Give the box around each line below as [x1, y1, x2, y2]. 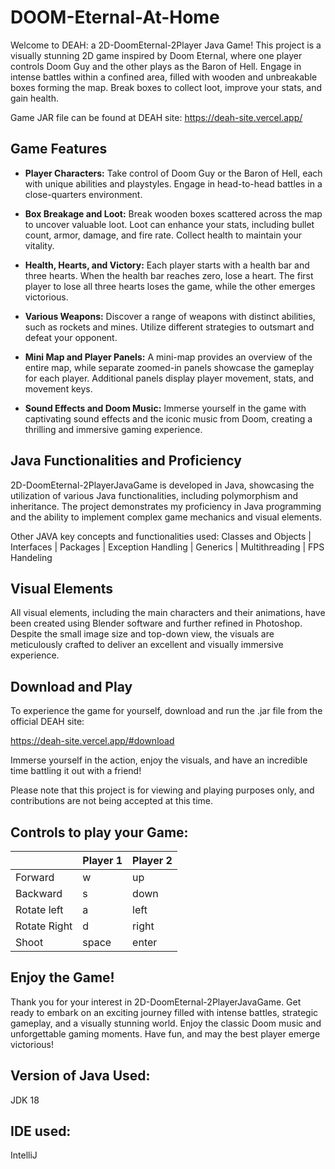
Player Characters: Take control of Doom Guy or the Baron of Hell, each [24, 167, 323, 179]
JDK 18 [10, 1094, 40, 1106]
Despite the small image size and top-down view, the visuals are [10, 628, 275, 640]
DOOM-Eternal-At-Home [10, 6, 220, 29]
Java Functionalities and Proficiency [10, 452, 242, 470]
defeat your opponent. [24, 331, 118, 343]
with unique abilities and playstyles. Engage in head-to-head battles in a [24, 177, 323, 190]
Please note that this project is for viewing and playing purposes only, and [10, 784, 315, 796]
